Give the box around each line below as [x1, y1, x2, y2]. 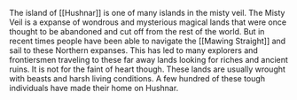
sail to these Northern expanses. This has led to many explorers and [9, 45, 259, 56]
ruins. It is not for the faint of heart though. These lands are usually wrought [9, 64, 286, 74]
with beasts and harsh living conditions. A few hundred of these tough [9, 73, 266, 83]
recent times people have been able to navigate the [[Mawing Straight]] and [9, 35, 286, 46]
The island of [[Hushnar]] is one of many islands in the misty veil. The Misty [9, 8, 285, 18]
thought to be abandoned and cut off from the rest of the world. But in [9, 27, 265, 36]
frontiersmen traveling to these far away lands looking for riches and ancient [9, 55, 288, 65]
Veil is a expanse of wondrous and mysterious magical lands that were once [9, 17, 286, 27]
